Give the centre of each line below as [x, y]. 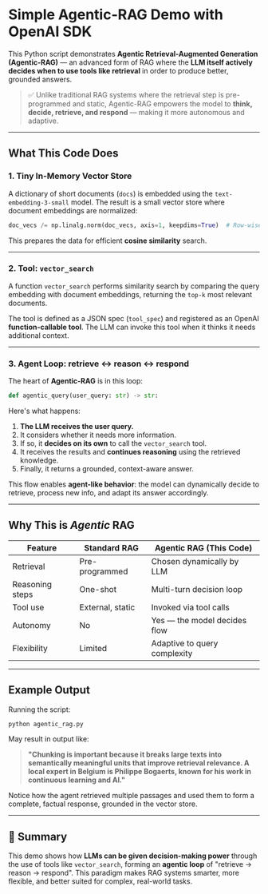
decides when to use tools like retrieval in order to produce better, [118, 70]
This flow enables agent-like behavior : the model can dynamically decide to [134, 484]
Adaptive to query [185, 643]
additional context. [39, 335]
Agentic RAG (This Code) [203, 547]
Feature [42, 547]
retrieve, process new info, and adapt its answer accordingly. [108, 492]
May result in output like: [49, 739]
